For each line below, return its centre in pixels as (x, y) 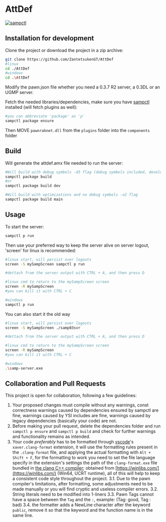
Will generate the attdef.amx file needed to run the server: (64, 163)
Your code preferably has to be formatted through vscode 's (73, 442)
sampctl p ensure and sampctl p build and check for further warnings (84, 432)
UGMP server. (19, 92)
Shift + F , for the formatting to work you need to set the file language (84, 458)
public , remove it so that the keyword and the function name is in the (83, 510)
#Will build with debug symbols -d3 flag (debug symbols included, (76, 172)
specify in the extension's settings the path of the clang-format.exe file (85, 463)
